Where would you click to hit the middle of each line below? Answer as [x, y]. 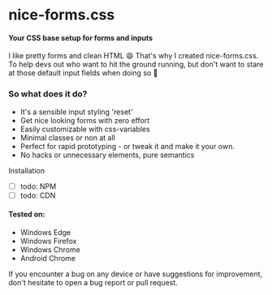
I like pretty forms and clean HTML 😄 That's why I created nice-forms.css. [134, 56]
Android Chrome [47, 259]
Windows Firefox [48, 242]
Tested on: [27, 214]
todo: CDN [38, 195]
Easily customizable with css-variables [85, 129]
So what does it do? [48, 94]
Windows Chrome [50, 250]
